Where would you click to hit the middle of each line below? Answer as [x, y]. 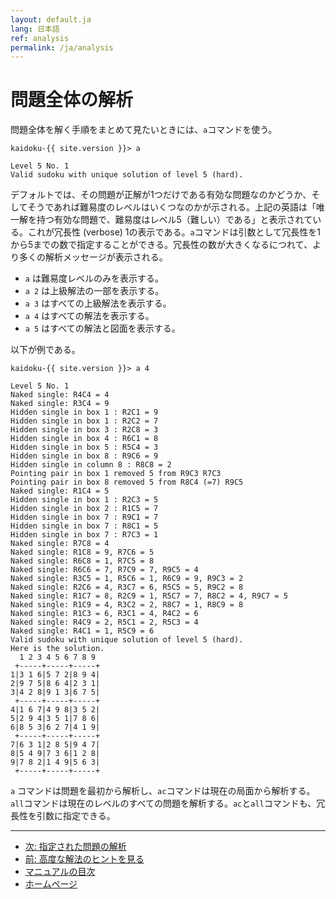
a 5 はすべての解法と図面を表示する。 [102, 328]
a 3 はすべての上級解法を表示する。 [98, 303]
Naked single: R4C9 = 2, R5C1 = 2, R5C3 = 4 [104, 622]
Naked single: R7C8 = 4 [60, 544]
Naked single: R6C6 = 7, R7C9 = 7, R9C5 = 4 [104, 570]
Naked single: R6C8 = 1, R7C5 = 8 [82, 561]
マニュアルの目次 [60, 872]
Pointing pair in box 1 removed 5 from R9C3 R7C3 [116, 474]
